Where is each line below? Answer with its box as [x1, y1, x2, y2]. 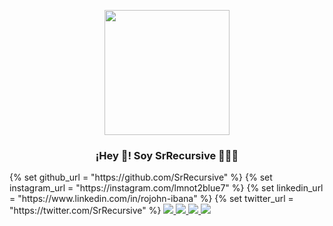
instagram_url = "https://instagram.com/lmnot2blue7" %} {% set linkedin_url [9, 182, 324, 194]
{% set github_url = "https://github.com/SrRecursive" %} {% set [9, 171, 273, 184]
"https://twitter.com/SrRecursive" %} [9, 205, 162, 217]
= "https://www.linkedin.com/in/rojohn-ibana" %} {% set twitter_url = [9, 193, 294, 205]
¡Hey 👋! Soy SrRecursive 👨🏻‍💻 [95, 148, 239, 162]
